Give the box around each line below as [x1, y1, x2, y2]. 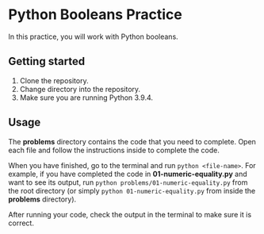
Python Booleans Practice [8, 6, 182, 24]
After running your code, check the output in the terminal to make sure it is [8, 209, 252, 219]
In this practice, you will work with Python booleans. [8, 32, 178, 41]
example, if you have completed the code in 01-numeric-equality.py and [8, 169, 247, 178]
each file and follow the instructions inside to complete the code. [8, 145, 220, 155]
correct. [8, 218, 34, 228]
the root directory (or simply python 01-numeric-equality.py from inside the [8, 186, 256, 195]
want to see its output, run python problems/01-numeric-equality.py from [8, 177, 248, 187]
